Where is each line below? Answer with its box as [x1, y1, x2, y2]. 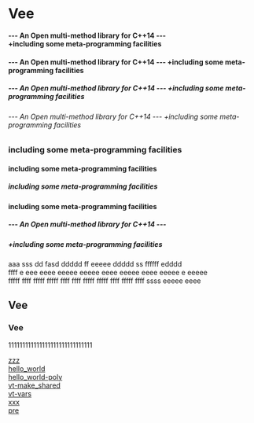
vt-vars [8, 388, 32, 398]
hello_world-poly [8, 372, 63, 381]
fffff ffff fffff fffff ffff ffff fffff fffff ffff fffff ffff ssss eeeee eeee [8, 276, 201, 285]
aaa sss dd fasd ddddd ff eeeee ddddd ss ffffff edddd [8, 259, 182, 269]
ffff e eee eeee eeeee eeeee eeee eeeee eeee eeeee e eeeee [8, 268, 208, 278]
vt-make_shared [8, 381, 61, 390]
